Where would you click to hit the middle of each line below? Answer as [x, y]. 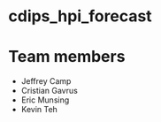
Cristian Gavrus [50, 91]
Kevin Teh [39, 110]
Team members [67, 57]
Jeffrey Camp [46, 81]
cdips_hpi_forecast [80, 16]
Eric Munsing [45, 100]
